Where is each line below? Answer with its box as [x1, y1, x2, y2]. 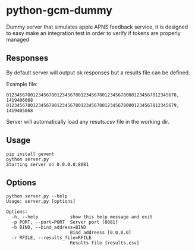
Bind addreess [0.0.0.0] [70, 230, 132, 236]
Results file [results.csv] [70, 240, 140, 246]
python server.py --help [6, 193, 68, 199]
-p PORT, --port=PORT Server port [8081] [11, 219, 118, 225]
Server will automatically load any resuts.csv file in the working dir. [6, 118, 169, 125]
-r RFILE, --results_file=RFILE [11, 235, 92, 241]
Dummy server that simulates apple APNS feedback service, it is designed [6, 23, 188, 30]
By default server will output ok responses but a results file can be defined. [6, 69, 190, 76]
